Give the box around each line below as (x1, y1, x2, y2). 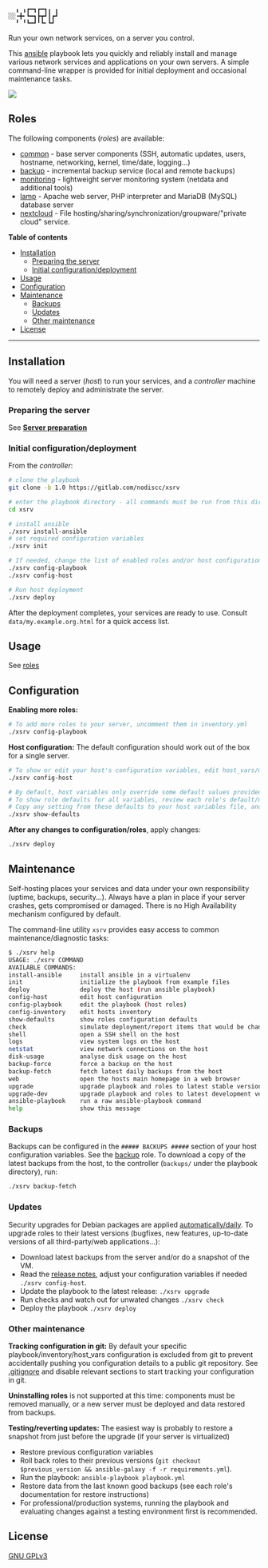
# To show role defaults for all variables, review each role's (8, 795, 227, 804)
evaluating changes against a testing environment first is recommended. (19, 1506, 258, 1516)
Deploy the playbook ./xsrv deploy (19, 1303, 137, 1312)
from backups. (8, 1407, 57, 1417)
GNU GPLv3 (8, 1550, 48, 1560)
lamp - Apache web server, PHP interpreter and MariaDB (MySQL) (19, 191, 238, 201)
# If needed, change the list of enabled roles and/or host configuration (8, 557, 262, 565)
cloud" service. (19, 217, 70, 226)
